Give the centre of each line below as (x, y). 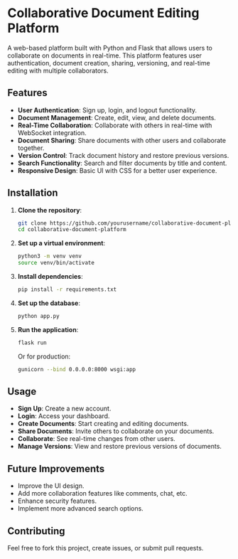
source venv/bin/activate (56, 263)
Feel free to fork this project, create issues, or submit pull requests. (106, 548)
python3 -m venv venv (50, 256)
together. (31, 148)
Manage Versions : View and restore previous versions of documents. (120, 447)
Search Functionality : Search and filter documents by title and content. (122, 163)
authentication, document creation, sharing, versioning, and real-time (109, 63)
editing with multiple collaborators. (58, 70)
